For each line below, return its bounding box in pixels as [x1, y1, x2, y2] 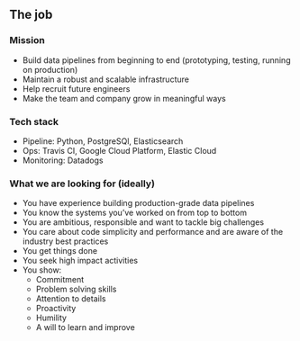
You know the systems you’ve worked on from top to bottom [22, 207, 248, 219]
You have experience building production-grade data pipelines [22, 198, 255, 209]
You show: [22, 265, 62, 275]
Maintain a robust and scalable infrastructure [22, 74, 189, 85]
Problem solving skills [35, 283, 117, 295]
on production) [22, 64, 78, 75]
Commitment [35, 274, 84, 285]
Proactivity [35, 303, 77, 314]
